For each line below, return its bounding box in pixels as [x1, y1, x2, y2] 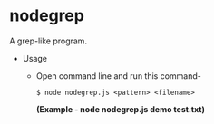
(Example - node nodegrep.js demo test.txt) [35, 103, 206, 114]
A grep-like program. [9, 35, 88, 46]
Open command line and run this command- [35, 70, 201, 81]
